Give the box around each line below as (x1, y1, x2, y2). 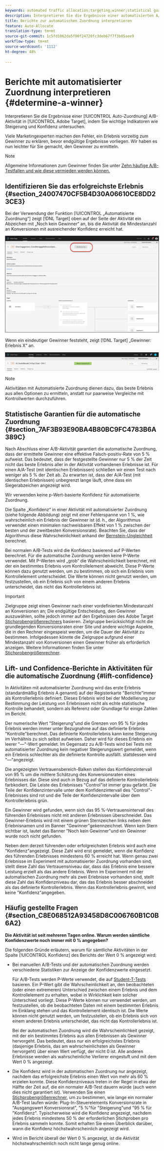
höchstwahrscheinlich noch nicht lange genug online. (12, 1140, 120, 1146)
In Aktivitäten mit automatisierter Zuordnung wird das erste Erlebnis (5, 684, 141, 690)
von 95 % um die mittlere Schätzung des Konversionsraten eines (5, 771, 135, 777)
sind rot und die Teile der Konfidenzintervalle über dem (29, 792, 140, 798)
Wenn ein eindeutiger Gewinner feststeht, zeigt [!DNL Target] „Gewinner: (5, 338, 151, 343)
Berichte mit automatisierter (5, 76, 122, 87)
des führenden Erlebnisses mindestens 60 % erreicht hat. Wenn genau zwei (5, 853, 158, 859)
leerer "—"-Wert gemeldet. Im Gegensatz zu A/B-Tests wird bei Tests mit (5, 741, 152, 747)
